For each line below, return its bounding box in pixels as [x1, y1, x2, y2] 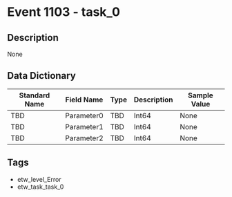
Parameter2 [65, 133, 104, 142]
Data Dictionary [7, 70, 76, 82]
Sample [187, 91, 214, 100]
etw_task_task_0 [17, 182, 64, 191]
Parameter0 [65, 111, 104, 120]
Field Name [65, 95, 104, 104]
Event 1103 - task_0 [7, 4, 121, 20]
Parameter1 [65, 122, 104, 131]
